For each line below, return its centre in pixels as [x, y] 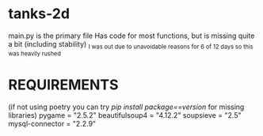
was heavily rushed [35, 53]
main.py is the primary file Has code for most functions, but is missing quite [131, 36]
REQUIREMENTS [63, 85]
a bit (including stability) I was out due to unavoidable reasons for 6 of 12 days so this [131, 45]
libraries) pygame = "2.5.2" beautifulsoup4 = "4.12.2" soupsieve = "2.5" [125, 115]
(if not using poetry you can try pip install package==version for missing [126, 107]
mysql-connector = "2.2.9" [52, 123]
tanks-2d [39, 14]
